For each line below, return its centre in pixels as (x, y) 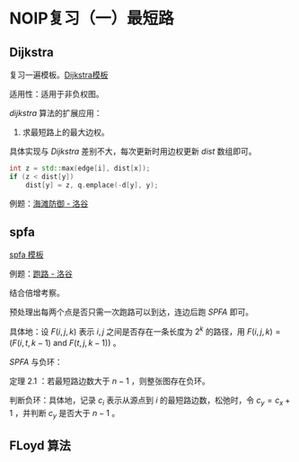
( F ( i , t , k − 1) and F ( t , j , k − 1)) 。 (65, 343)
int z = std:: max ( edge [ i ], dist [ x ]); (80, 168)
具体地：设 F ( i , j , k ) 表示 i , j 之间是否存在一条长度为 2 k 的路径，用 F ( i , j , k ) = (145, 331)
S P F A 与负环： (36, 362)
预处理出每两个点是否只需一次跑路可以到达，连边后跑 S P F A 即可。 (132, 312)
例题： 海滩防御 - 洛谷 (49, 203)
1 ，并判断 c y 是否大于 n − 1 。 (65, 414)
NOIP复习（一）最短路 (92, 18)
